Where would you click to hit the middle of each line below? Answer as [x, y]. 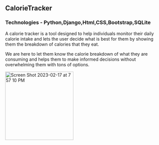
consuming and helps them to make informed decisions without [70, 59]
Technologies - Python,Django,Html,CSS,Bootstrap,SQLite [78, 23]
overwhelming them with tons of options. [47, 64]
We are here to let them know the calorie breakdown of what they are [76, 54]
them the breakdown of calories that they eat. [52, 44]
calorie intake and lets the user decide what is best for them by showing [79, 39]
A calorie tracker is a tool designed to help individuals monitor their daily [79, 33]
